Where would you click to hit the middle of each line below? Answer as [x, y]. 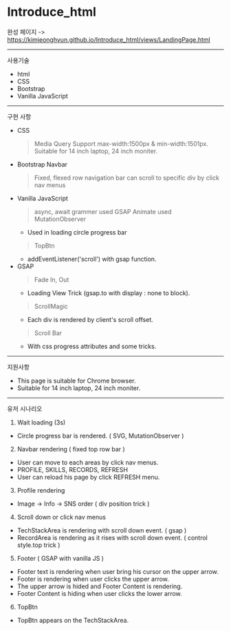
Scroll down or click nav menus [62, 517]
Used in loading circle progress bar [77, 232]
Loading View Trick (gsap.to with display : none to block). [109, 292]
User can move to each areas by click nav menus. [88, 462]
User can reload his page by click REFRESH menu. [88, 477]
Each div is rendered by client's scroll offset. [90, 319]
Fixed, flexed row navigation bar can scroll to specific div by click [127, 178]
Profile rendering [41, 490]
